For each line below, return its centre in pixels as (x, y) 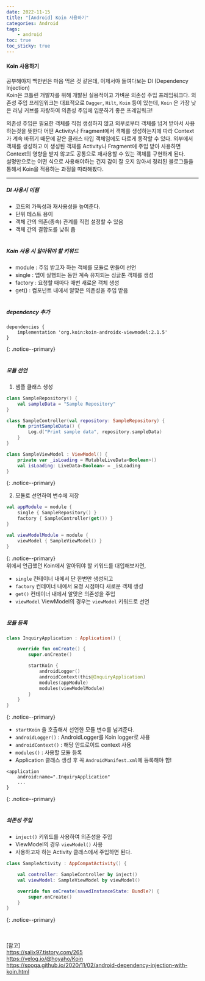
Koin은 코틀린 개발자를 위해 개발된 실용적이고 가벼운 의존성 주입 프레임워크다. (98, 95)
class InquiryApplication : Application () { (64, 638)
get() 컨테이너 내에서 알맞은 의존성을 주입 (65, 594)
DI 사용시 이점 (23, 190)
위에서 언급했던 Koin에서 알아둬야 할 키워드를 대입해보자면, (76, 566)
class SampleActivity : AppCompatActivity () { (67, 864)
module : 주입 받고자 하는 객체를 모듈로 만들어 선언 (76, 268)
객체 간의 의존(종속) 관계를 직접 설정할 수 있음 (69, 222)
